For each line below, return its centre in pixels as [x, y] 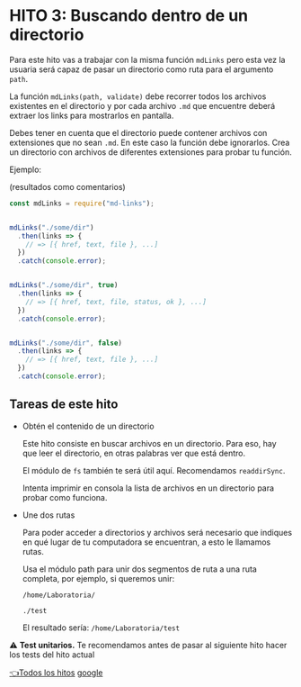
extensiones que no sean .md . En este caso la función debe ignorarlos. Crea [150, 142]
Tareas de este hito [64, 405]
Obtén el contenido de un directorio [88, 426]
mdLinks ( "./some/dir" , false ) [66, 343]
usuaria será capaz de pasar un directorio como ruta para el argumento [142, 69]
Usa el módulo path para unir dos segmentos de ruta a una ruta [140, 569]
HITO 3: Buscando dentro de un [129, 16]
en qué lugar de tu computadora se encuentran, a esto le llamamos [146, 542]
